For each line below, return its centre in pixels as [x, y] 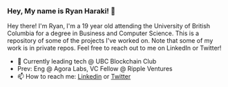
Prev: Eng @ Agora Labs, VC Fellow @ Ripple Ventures [95, 69]
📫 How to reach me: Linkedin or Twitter [74, 77]
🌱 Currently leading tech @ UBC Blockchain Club [87, 61]
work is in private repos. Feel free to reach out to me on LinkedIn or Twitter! [114, 48]
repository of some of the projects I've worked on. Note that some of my [110, 41]
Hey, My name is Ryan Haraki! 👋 [61, 11]
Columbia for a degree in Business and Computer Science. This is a [103, 33]
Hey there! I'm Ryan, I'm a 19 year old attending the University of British [109, 26]
